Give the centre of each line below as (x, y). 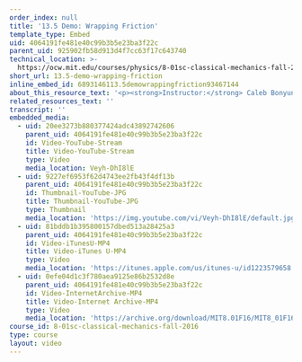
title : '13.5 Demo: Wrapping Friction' (84, 26)
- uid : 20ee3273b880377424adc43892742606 (96, 127)
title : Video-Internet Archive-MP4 (92, 302)
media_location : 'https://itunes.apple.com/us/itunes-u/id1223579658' (160, 269)
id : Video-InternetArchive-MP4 (84, 293)
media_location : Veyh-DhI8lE (80, 168)
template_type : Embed (50, 34)
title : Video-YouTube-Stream (80, 151)
